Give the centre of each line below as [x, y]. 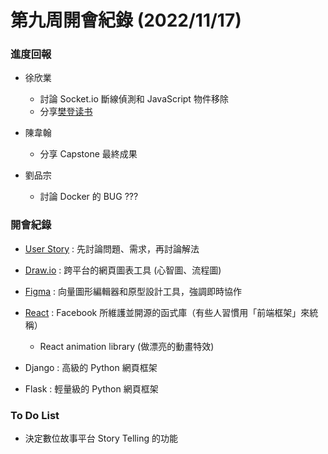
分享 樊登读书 [66, 112]
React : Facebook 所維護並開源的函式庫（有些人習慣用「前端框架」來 [167, 312]
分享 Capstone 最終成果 [88, 154]
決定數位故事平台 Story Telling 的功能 [101, 438]
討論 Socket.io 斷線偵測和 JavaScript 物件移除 [134, 99]
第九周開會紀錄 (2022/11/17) [126, 20]
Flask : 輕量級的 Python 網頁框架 [91, 388]
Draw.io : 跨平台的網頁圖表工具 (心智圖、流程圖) [123, 270]
